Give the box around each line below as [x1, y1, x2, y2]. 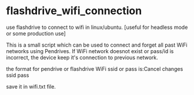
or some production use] [6, 30, 66, 37]
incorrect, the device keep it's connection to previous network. [6, 54, 158, 61]
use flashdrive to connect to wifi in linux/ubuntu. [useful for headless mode [6, 24, 188, 31]
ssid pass [6, 71, 29, 78]
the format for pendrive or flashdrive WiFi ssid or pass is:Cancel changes [6, 65, 183, 72]
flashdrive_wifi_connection [6, 4, 142, 18]
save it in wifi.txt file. [6, 83, 56, 90]
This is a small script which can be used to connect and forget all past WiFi [6, 41, 188, 48]
